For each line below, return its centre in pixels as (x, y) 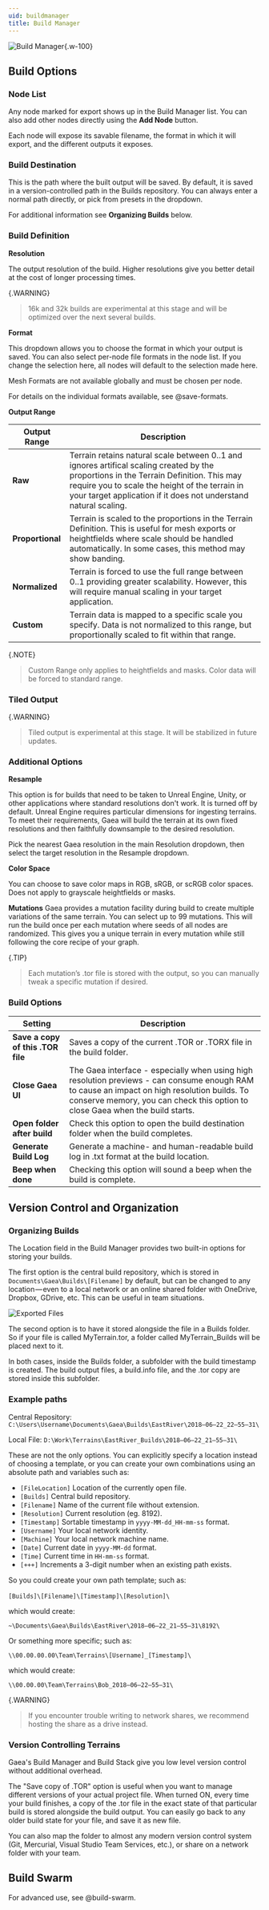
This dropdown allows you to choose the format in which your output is (126, 348)
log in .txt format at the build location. (139, 1156)
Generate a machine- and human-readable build (161, 1146)
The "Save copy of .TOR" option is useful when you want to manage (120, 1786)
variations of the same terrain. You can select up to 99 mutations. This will (130, 916)
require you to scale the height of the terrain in (157, 485)
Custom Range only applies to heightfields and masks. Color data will (142, 670)
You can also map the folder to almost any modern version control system (130, 1835)
